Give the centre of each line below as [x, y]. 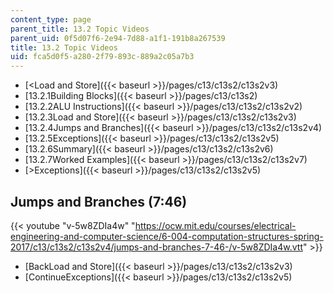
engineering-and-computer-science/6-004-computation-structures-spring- [167, 236]
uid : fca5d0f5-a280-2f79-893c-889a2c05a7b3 [102, 57]
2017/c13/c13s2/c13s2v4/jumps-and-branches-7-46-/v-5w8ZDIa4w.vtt [156, 247]
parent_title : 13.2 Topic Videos [80, 29]
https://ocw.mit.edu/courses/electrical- [215, 225]
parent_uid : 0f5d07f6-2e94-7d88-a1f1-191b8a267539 [118, 38]
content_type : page [51, 19]
